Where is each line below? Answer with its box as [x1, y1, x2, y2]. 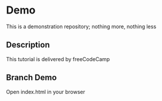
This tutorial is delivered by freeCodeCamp [6, 55, 110, 62]
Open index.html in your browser [6, 88, 85, 95]
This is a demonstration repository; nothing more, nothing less [6, 23, 157, 30]
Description [6, 40, 50, 50]
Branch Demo [6, 73, 57, 83]
